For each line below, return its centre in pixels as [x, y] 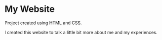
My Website [30, 9]
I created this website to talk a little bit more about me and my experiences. [81, 32]
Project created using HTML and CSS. [43, 23]
